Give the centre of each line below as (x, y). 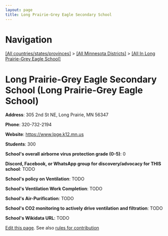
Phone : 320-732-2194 (29, 125)
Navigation (29, 40)
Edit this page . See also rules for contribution (52, 228)
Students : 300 (21, 144)
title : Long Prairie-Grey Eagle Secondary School (59, 15)
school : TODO (20, 169)
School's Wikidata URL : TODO (37, 218)
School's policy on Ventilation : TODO (45, 179)
